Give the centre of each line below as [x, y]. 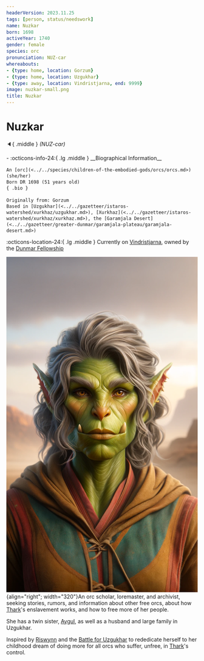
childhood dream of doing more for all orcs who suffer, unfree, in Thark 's [97, 646]
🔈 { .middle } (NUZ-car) [36, 144]
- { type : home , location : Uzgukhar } [53, 77]
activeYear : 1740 [28, 39]
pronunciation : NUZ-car [36, 58]
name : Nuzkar [23, 25]
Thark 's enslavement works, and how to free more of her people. [87, 609]
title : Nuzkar [24, 96]
